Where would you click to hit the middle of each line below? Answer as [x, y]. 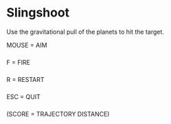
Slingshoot [38, 13]
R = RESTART [26, 79]
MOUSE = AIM [27, 45]
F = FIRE [18, 62]
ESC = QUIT [23, 96]
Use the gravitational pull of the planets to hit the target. [85, 32]
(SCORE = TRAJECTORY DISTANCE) [58, 114]
